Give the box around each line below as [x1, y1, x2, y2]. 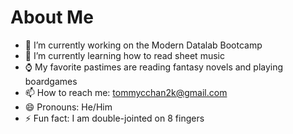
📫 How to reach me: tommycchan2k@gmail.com [24, 86, 228, 98]
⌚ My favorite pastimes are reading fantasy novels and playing [24, 61, 284, 73]
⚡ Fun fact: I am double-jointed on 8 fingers [24, 112, 205, 124]
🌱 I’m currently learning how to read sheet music [24, 49, 225, 61]
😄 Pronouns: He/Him [24, 101, 113, 113]
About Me [10, 6, 94, 29]
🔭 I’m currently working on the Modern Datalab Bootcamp [24, 39, 263, 51]
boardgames [24, 75, 78, 87]
